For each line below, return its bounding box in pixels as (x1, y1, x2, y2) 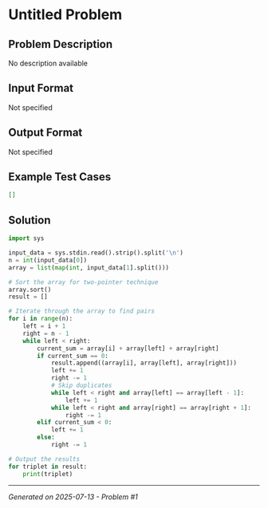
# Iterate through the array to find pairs (8, 307, 156, 316)
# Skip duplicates (50, 381, 112, 389)
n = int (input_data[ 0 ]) (8, 256, 88, 264)
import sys (8, 234, 45, 242)
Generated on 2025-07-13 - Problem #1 (8, 492, 138, 502)
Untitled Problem (8, 6, 123, 24)
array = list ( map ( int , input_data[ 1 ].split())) (8, 263, 170, 272)
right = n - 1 (22, 329, 69, 337)
